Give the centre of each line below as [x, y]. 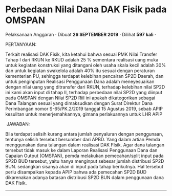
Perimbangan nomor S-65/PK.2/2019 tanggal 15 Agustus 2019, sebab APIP [84, 108]
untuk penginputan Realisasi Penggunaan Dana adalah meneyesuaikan [80, 81]
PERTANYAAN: [21, 44]
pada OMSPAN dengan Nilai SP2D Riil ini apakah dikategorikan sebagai [80, 98]
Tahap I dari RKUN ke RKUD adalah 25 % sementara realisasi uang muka [82, 59]
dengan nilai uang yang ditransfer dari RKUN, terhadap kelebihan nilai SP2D [85, 87]
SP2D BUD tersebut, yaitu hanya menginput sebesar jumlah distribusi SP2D [85, 161]
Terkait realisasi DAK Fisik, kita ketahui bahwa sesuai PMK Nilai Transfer [81, 54]
